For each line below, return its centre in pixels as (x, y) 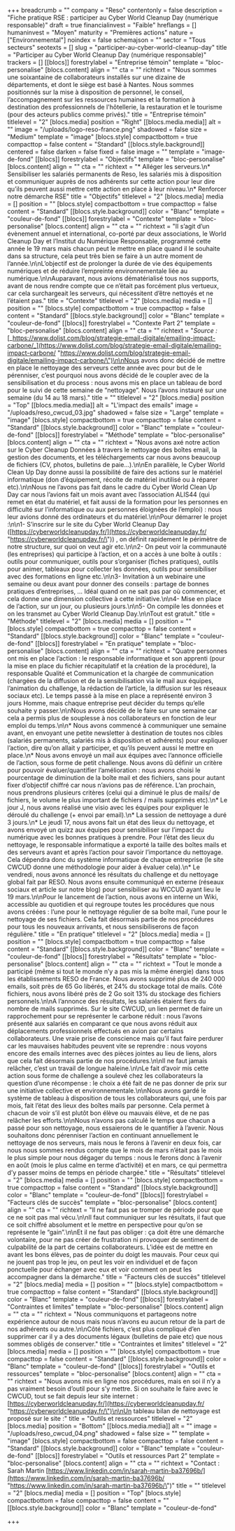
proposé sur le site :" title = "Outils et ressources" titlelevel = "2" (100, 1418)
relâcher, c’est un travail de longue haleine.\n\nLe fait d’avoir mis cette (108, 1068)
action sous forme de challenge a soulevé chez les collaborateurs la (105, 1075)
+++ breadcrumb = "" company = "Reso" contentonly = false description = (115, 10)
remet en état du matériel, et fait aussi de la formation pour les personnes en (118, 502)
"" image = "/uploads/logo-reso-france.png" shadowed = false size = (107, 129)
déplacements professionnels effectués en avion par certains (95, 1031)
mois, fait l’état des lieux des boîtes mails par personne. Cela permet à (108, 1105)
